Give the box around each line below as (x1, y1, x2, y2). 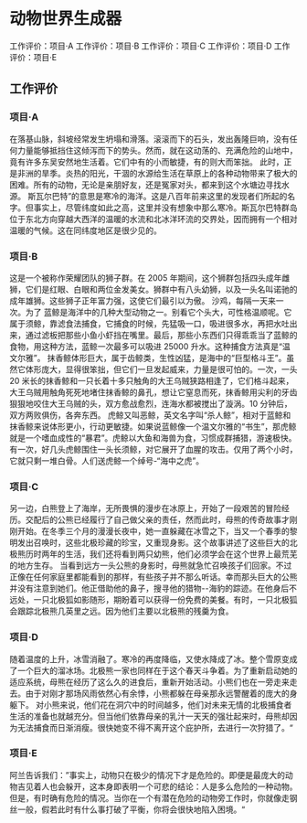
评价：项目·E (9, 51, 58, 62)
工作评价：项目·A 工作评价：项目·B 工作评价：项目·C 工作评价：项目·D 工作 (9, 40, 291, 51)
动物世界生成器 (9, 8, 122, 29)
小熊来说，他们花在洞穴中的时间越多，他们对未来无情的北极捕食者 (43, 699, 292, 710)
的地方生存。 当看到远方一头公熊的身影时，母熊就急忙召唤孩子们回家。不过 (9, 560, 292, 572)
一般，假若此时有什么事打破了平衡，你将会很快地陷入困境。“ (16, 804, 246, 815)
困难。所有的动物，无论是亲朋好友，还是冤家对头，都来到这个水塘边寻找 (9, 179, 281, 190)
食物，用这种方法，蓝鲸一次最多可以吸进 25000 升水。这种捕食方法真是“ (9, 340, 283, 352)
